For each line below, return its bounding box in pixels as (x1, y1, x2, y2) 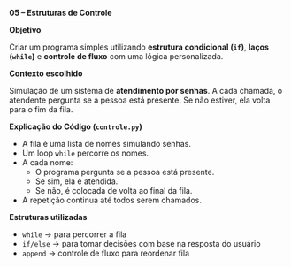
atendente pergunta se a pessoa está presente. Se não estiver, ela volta (9, 95, 271, 105)
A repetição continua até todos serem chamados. (21, 195, 202, 205)
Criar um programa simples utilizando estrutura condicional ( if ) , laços (9, 42, 270, 52)
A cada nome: (21, 157, 73, 167)
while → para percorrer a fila (21, 229, 127, 240)
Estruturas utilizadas (9, 212, 88, 222)
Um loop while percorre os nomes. (21, 148, 149, 158)
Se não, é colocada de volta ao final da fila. (34, 186, 193, 195)
